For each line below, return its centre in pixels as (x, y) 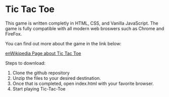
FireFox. (14, 34)
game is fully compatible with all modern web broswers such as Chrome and (85, 28)
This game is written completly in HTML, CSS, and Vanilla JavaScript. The (82, 23)
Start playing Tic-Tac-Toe (39, 88)
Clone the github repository (41, 73)
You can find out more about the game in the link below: (63, 43)
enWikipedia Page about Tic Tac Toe (43, 53)
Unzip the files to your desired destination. (57, 78)
